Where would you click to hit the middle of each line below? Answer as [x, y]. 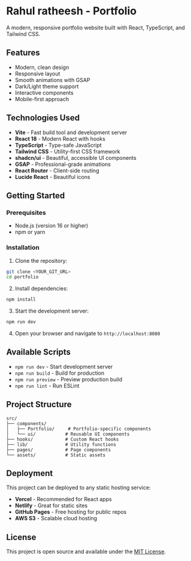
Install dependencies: [41, 289]
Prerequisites [26, 213]
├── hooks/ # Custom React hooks [63, 439]
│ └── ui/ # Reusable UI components [68, 434]
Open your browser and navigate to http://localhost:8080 [87, 333]
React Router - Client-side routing [57, 170]
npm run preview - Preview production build [69, 379]
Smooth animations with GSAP [52, 80]
